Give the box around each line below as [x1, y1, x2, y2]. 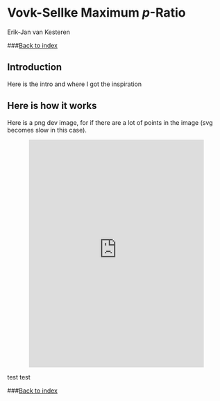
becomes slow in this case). [7, 126, 87, 134]
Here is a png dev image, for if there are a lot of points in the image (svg [7, 118, 213, 126]
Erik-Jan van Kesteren [7, 28, 71, 36]
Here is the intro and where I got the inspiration [7, 80, 142, 88]
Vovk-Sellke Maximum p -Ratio [7, 5, 186, 21]
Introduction [7, 61, 62, 74]
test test [7, 373, 31, 381]
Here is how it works [7, 100, 97, 112]
